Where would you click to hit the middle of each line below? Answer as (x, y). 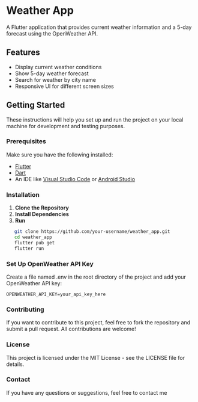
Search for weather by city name (55, 79)
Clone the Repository (42, 208)
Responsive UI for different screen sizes (64, 86)
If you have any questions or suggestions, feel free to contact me (87, 392)
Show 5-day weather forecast (52, 73)
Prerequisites (26, 141)
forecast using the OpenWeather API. (52, 33)
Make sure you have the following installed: (60, 155)
